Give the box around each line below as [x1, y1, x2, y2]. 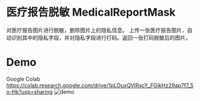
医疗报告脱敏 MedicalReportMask [6, 5, 176, 19]
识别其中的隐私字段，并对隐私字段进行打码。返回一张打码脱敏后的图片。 [11, 34, 191, 41]
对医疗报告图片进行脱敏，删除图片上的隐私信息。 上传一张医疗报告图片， [6, 26, 187, 34]
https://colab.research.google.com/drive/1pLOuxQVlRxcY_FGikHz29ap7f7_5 [6, 82, 194, 89]
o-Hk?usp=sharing [6, 88, 53, 95]
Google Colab [6, 75, 40, 82]
